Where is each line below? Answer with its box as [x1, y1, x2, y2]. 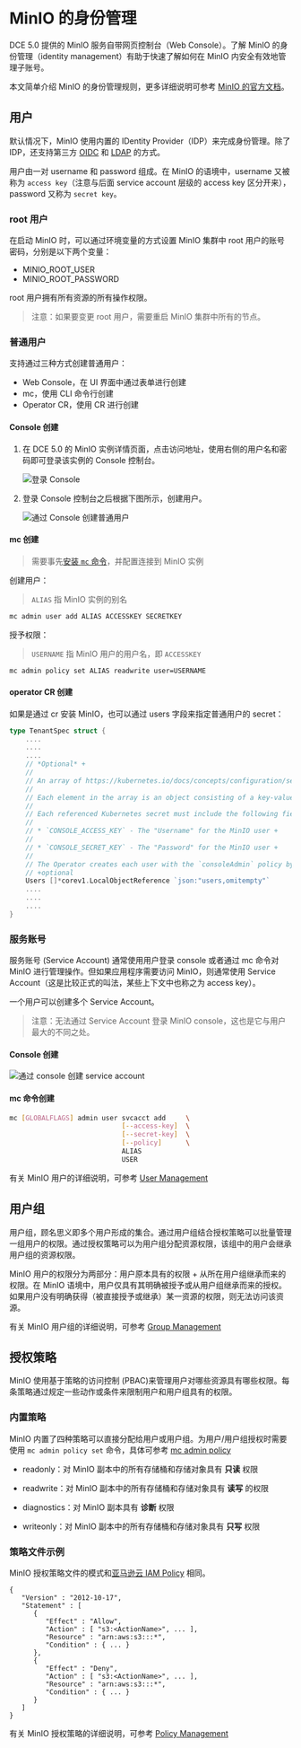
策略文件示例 [9, 1545, 65, 1558]
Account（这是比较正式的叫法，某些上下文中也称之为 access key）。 [9, 978, 261, 988]
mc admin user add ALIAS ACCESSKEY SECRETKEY [9, 611, 182, 620]
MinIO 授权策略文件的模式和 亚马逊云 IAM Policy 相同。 [9, 1568, 211, 1578]
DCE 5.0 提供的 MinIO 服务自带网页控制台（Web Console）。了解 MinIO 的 [9, 40, 280, 50]
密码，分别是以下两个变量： [9, 246, 112, 257]
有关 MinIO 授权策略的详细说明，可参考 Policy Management [9, 1728, 228, 1738]
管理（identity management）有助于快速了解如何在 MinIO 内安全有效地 [16, 50, 279, 61]
